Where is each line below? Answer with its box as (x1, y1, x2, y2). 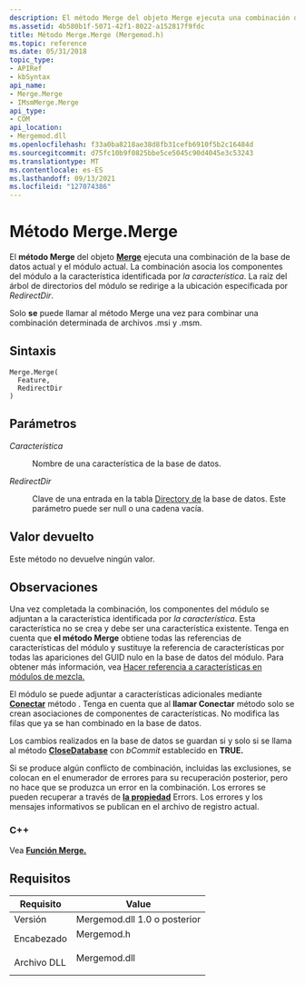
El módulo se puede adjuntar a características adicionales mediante (9, 689, 262, 700)
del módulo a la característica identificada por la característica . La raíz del (9, 271, 288, 282)
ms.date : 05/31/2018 (9, 47, 88, 56)
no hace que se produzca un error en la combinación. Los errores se (9, 782, 266, 793)
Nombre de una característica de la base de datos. (32, 458, 222, 469)
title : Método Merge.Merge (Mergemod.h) (9, 30, 165, 39)
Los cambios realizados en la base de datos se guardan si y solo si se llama (9, 735, 292, 746)
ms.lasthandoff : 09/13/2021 (9, 174, 116, 183)
